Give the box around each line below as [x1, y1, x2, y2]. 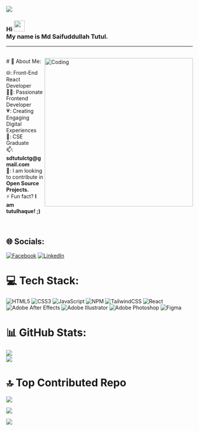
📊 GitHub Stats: [6, 326, 87, 340]
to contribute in [6, 173, 43, 180]
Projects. [6, 186, 29, 194]
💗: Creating [6, 107, 34, 115]
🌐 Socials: [6, 236, 45, 246]
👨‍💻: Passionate [6, 88, 43, 96]
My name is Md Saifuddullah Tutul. [6, 32, 108, 40]
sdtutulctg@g [6, 154, 41, 162]
